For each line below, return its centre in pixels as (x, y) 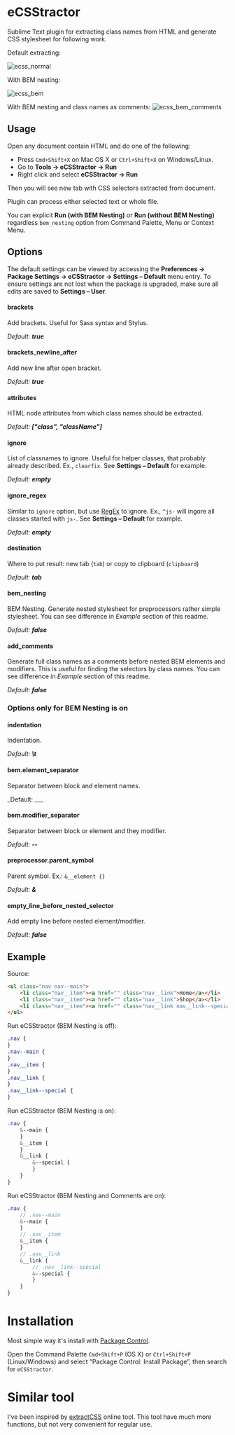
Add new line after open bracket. (55, 368)
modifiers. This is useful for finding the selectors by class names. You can (114, 669)
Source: (19, 973)
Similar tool (41, 1398)
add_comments (30, 646)
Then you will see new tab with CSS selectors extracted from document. (111, 188)
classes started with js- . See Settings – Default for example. (95, 519)
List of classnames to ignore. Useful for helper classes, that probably (107, 458)
